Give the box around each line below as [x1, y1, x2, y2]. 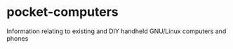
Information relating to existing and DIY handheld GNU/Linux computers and [6, 27, 227, 35]
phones [6, 34, 29, 42]
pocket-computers [6, 4, 119, 20]
